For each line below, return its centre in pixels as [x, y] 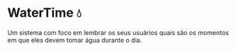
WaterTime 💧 [44, 13]
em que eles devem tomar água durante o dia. [75, 40]
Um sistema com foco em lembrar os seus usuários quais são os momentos [118, 32]
